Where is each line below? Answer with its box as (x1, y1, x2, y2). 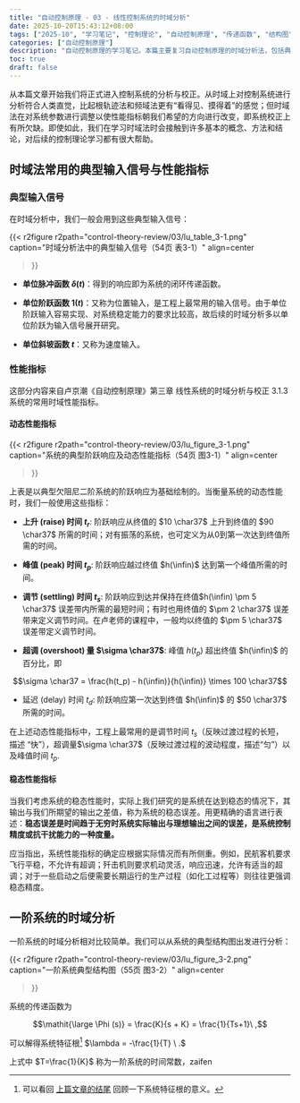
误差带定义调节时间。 (21, 626, 101, 637)
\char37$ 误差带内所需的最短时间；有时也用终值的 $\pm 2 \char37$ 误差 (21, 603, 289, 614)
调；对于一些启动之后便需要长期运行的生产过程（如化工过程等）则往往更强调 (9, 870, 291, 881)
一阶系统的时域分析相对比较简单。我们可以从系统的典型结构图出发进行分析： (9, 936, 291, 946)
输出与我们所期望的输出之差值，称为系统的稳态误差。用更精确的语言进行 (9, 807, 275, 817)
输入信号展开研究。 (53, 320, 125, 330)
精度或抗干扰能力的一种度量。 (9, 829, 119, 840)
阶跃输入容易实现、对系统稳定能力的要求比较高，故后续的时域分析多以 (21, 308, 281, 319)
